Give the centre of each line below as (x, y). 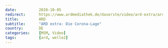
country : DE (24, 28)
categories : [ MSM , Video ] (35, 33)
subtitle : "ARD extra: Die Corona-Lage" (53, 24)
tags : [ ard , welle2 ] (37, 38)
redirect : (15, 14)
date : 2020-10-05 (33, 10)
